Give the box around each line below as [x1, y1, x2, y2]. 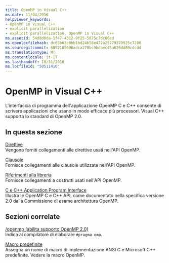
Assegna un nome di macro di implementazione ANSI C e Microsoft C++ [5, 246, 156, 252]
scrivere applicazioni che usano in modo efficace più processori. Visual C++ [5, 108, 164, 114]
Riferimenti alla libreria [5, 172, 52, 178]
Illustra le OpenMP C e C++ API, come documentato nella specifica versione [5, 192, 164, 198]
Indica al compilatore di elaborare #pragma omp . [5, 231, 103, 237]
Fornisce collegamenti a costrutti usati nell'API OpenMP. [5, 177, 122, 183]
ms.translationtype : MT [5, 50, 56, 55]
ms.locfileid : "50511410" [5, 64, 60, 69]
